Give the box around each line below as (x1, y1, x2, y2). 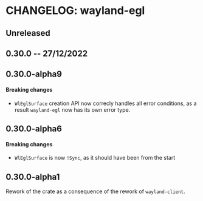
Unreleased (5, 28, 51, 38)
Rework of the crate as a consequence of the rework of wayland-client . (5, 188, 186, 195)
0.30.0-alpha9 (5, 69, 62, 80)
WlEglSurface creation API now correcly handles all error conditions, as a (14, 100, 197, 107)
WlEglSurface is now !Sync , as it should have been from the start (14, 154, 176, 162)
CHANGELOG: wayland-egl (5, 4, 145, 18)
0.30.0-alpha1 (5, 171, 60, 182)
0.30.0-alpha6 (5, 123, 62, 134)
